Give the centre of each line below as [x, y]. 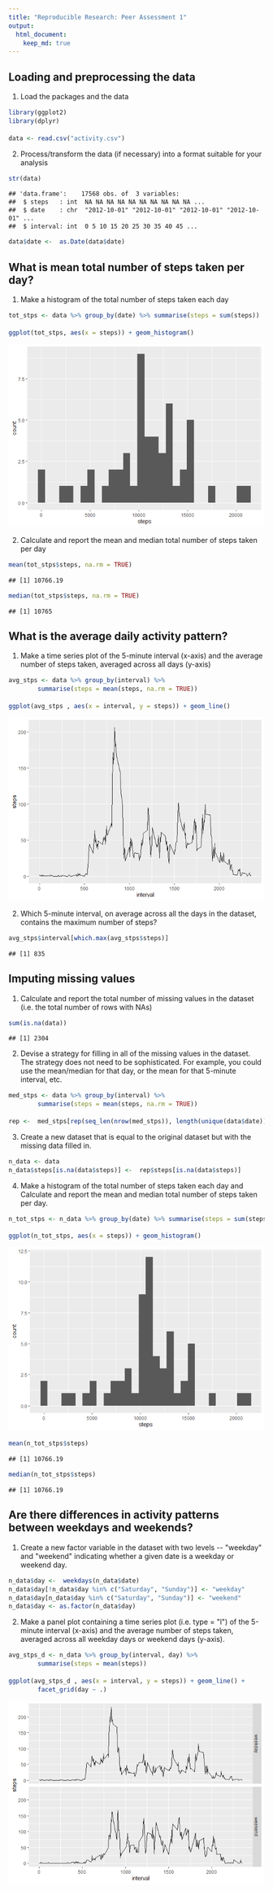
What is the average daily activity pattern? [118, 636]
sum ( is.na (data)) [38, 1023]
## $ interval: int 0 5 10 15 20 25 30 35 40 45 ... [103, 227]
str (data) [25, 178]
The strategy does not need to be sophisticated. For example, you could [141, 1062]
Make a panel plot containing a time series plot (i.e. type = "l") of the [134, 1622]
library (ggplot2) [38, 113]
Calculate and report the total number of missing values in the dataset [137, 998]
